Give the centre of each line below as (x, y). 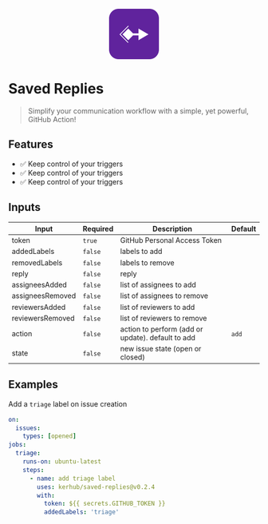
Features (31, 145)
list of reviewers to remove (164, 318)
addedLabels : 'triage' (81, 512)
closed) (132, 357)
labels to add (141, 252)
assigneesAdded (39, 285)
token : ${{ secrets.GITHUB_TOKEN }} (104, 504)
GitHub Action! (52, 119)
